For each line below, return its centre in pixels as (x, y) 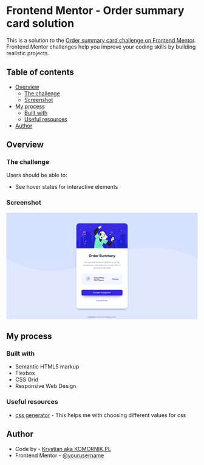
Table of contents (40, 73)
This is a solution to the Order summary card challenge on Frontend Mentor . (101, 40)
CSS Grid (26, 379)
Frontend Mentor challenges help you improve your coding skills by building (101, 47)
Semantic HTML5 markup (47, 367)
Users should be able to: (37, 175)
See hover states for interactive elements (66, 187)
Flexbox (25, 373)
